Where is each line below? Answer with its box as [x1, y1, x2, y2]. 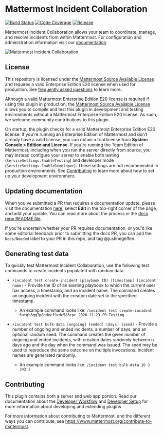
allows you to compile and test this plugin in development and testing [5, 106, 144, 112]
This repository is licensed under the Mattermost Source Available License [5, 76, 154, 82]
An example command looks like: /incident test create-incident [19, 307, 152, 313]
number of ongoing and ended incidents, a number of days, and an [12, 326, 147, 332]
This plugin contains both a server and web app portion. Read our [5, 393, 137, 399]
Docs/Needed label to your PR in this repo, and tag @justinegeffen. [5, 236, 136, 241]
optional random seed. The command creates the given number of [12, 331, 145, 338]
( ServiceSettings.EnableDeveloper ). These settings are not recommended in [5, 162, 159, 168]
